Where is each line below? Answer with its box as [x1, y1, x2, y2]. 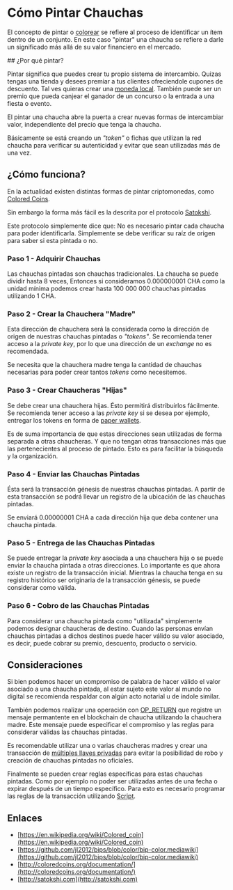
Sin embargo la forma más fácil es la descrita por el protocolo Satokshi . [7, 208, 212, 217]
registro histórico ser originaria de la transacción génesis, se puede [7, 576, 200, 584]
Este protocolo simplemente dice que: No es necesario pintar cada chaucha [7, 221, 225, 230]
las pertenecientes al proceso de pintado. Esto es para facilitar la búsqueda [7, 444, 224, 453]
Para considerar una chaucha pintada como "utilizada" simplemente [7, 616, 202, 625]
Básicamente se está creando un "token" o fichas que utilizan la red [7, 134, 202, 142]
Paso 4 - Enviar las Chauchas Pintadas [7, 469, 140, 478]
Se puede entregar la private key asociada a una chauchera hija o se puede [7, 554, 224, 562]
